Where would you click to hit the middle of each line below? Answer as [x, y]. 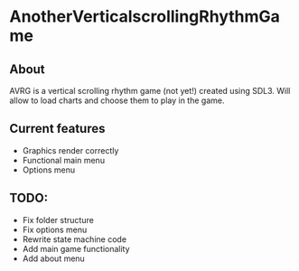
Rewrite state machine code [75, 239]
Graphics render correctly [70, 150]
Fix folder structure [58, 220]
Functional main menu [64, 160]
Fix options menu [55, 229]
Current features [57, 129]
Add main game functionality [76, 248]
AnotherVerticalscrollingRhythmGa [145, 17]
